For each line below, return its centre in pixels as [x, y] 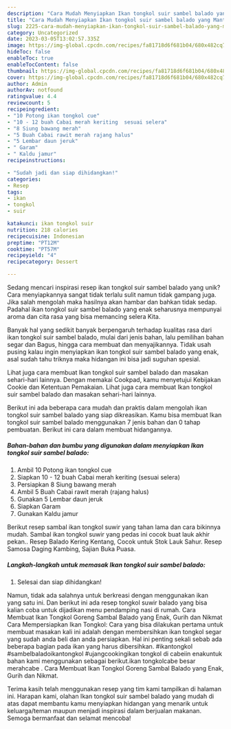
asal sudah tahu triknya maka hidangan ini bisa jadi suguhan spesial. [104, 359]
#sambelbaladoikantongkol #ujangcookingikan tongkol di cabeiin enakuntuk [114, 653]
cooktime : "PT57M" [33, 249]
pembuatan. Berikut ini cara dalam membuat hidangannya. [90, 429]
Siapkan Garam [39, 506]
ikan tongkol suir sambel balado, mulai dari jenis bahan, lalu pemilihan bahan [115, 337]
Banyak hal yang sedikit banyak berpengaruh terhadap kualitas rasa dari [109, 330]
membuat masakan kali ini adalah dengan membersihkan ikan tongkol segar [114, 631]
